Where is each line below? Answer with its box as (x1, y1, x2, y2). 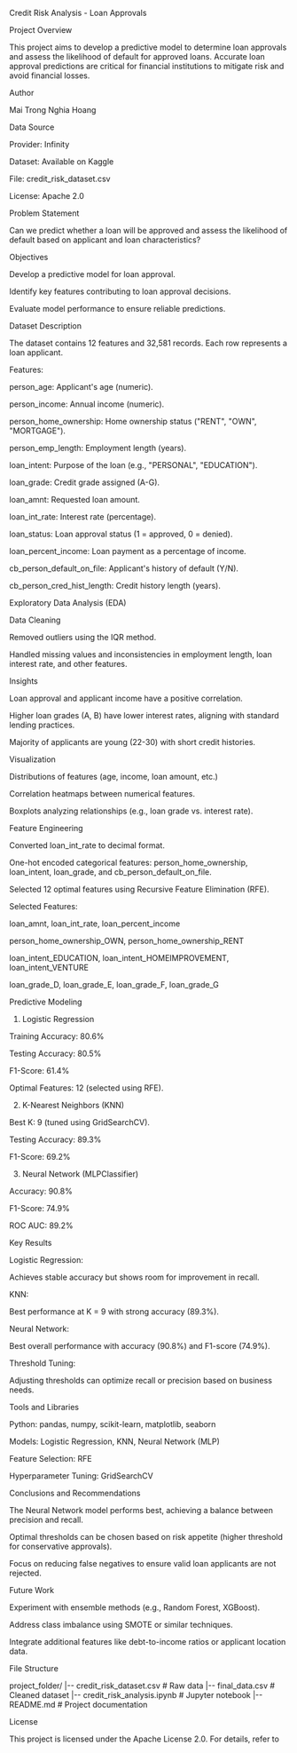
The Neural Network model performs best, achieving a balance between (9, 1505, 273, 1515)
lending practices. (9, 719, 75, 730)
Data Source (9, 122, 55, 132)
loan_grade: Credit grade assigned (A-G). (9, 477, 160, 488)
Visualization (9, 754, 56, 765)
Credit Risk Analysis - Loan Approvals (9, 8, 147, 18)
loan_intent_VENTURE (9, 963, 89, 972)
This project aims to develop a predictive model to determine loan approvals (9, 42, 287, 52)
